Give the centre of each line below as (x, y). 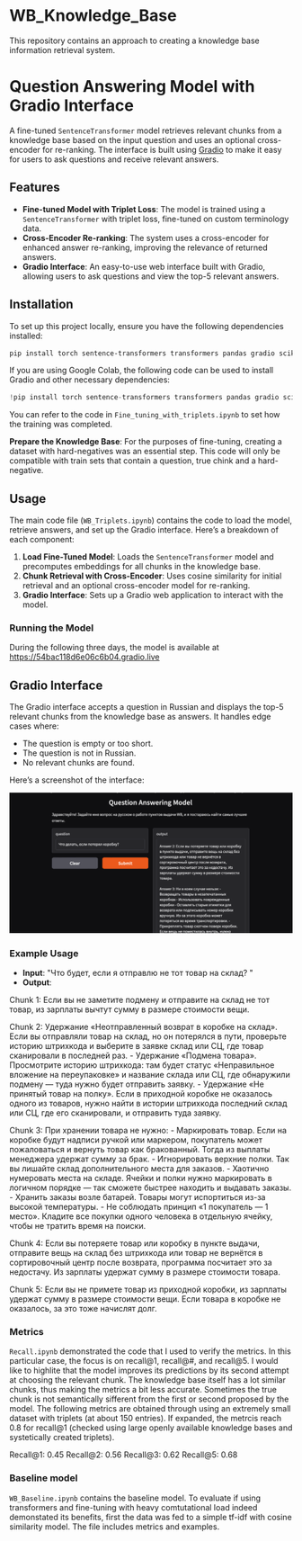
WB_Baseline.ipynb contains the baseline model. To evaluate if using (135, 1498)
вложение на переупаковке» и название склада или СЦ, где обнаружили (150, 1075)
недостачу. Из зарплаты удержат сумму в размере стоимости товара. (145, 1272)
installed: (26, 336)
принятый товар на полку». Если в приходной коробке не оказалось (141, 1093)
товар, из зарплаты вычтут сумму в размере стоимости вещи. (129, 1009)
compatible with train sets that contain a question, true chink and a (133, 461)
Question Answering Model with (132, 87)
